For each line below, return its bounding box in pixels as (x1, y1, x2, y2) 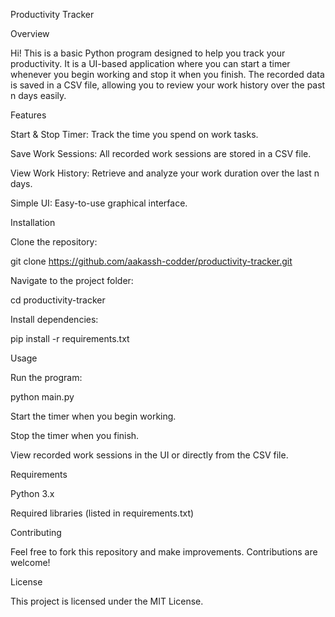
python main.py (10, 391, 75, 403)
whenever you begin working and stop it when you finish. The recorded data (10, 69, 325, 80)
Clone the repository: (10, 236, 98, 248)
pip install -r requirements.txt (10, 333, 130, 344)
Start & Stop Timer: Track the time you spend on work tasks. (10, 129, 259, 140)
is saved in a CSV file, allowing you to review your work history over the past (10, 79, 326, 91)
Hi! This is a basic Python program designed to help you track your (10, 47, 286, 59)
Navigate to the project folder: (10, 275, 134, 286)
